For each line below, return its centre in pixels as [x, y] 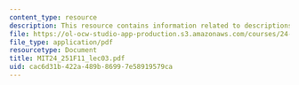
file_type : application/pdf [61, 42]
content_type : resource [53, 17]
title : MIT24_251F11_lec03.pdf [67, 58]
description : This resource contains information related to [125, 26]
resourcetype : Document [53, 50]
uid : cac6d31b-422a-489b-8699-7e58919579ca [91, 67]
